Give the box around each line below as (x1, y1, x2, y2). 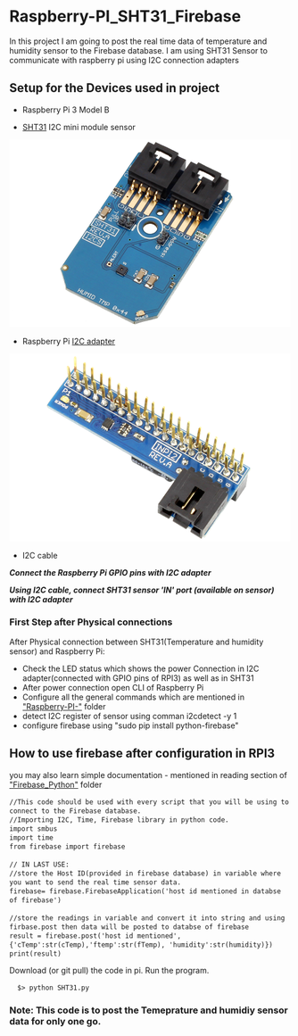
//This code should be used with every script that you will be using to (9, 797, 290, 807)
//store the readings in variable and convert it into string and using (9, 913, 286, 923)
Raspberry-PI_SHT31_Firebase (9, 6, 242, 27)
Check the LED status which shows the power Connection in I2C (21, 663, 260, 674)
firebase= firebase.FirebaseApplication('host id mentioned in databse (9, 886, 281, 896)
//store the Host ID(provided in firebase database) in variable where (9, 868, 281, 878)
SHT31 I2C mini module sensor (21, 121, 137, 132)
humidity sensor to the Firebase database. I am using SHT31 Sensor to (9, 45, 268, 55)
